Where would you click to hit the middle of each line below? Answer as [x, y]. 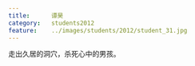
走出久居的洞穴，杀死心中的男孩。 [64, 54]
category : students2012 [51, 23]
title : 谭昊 [36, 16]
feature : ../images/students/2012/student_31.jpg [98, 30]
